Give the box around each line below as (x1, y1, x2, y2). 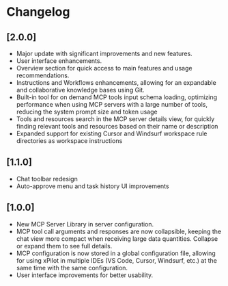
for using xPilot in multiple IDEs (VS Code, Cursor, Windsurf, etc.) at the (16, 256, 218, 264)
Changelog (6, 4, 70, 20)
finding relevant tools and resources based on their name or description (16, 122, 218, 130)
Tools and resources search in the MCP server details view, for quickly (16, 115, 215, 123)
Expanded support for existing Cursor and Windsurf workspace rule (16, 129, 208, 138)
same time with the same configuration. (16, 263, 128, 272)
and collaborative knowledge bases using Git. (16, 86, 145, 94)
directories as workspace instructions (16, 137, 123, 144)
